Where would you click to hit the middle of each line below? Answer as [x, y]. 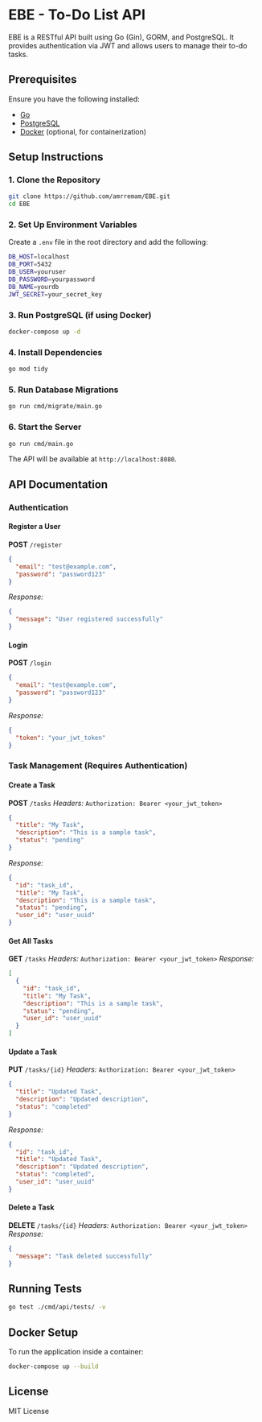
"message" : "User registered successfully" [89, 619]
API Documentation [58, 484]
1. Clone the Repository [54, 180]
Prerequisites [43, 79]
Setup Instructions [56, 157]
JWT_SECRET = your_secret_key [55, 294]
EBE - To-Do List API [77, 15]
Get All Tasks [31, 940]
